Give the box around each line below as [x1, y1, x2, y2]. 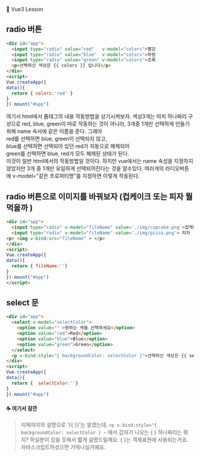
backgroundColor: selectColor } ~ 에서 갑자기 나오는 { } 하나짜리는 [20, 429, 182, 436]
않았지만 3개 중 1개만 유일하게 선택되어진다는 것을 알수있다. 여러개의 [6, 165, 164, 172]
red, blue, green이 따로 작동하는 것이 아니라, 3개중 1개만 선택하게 [21, 120, 174, 127]
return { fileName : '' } [11, 263, 68, 269]
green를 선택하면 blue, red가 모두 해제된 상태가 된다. [6, 150, 130, 157]
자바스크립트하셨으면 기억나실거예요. [20, 443, 106, 451]
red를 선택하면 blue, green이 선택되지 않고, [6, 135, 107, 142]
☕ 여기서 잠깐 [6, 405, 37, 412]
